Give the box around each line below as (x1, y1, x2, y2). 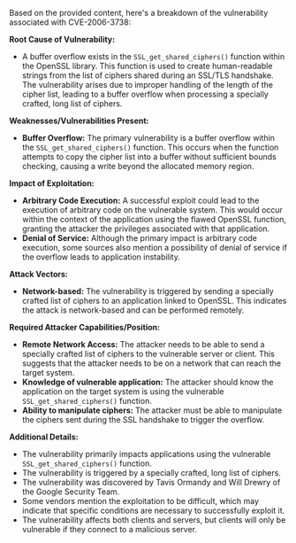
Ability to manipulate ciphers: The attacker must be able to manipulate (21, 405, 283, 415)
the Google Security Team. (21, 486, 120, 497)
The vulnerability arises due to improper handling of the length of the (21, 80, 274, 89)
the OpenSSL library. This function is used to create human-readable (21, 61, 273, 71)
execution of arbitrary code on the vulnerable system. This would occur (21, 205, 283, 215)
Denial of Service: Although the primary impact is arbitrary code (21, 233, 258, 243)
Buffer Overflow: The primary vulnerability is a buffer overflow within (21, 133, 276, 143)
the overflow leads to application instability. (21, 252, 181, 262)
